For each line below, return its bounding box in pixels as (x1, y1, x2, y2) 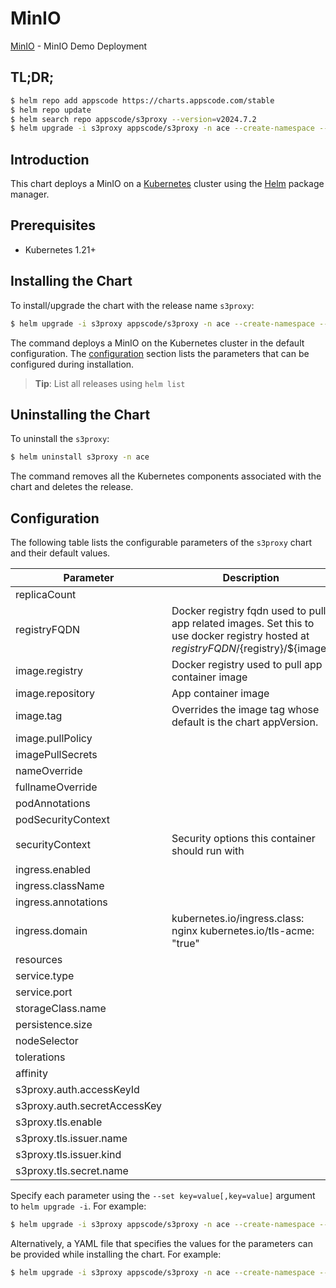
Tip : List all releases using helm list (34, 377, 186, 389)
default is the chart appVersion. (171, 715, 319, 729)
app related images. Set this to (171, 617, 315, 631)
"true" (171, 937, 200, 951)
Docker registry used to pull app (171, 658, 323, 672)
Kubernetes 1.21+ (24, 243, 97, 256)
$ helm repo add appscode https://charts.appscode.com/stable (10, 95, 275, 106)
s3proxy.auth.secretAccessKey (15, 1099, 162, 1113)
